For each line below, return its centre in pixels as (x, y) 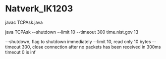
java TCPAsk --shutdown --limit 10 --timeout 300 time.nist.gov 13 (72, 32)
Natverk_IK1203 (39, 9)
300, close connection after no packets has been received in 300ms (91, 47)
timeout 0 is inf (20, 52)
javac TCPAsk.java (24, 22)
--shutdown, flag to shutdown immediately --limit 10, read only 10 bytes (78, 41)
